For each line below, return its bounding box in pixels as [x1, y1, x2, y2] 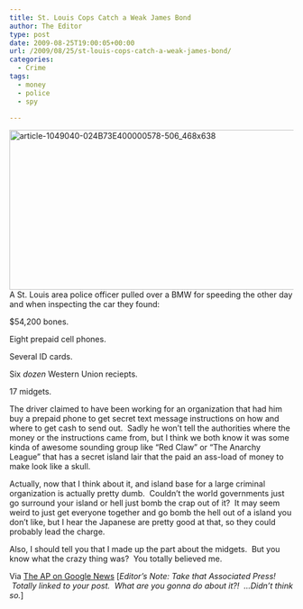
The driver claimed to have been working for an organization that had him [9, 404, 282, 414]
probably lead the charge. [9, 526, 106, 537]
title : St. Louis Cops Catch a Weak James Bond [9, 13, 192, 23]
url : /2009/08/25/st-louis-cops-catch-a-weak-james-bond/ [9, 47, 232, 56]
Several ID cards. [9, 351, 73, 362]
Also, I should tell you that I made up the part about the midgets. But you [9, 544, 280, 555]
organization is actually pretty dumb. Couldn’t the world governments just [9, 488, 285, 499]
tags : [9, 72, 30, 81]
